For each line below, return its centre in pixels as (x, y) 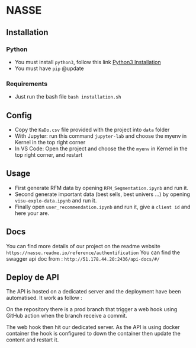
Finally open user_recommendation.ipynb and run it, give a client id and (102, 207)
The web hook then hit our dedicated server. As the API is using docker (93, 327)
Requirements (27, 84)
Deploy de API (33, 277)
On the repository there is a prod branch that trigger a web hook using (92, 309)
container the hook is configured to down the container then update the (93, 334)
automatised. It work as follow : (44, 298)
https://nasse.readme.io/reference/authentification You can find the (93, 252)
